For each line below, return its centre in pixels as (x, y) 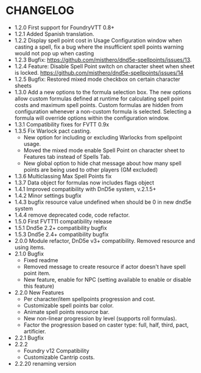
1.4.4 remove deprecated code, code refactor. (72, 215)
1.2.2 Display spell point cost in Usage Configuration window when (98, 40)
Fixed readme (41, 260)
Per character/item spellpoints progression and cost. (90, 299)
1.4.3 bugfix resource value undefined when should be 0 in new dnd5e (103, 202)
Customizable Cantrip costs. (59, 357)
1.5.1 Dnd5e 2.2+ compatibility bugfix (61, 228)
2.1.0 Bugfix (29, 254)
